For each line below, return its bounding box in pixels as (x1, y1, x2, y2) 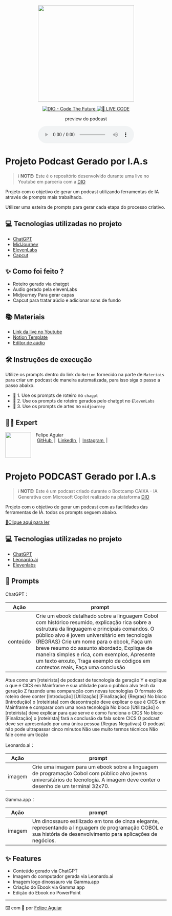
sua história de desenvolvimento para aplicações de (32, 830, 158, 837)
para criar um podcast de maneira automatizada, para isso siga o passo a (5, 377, 160, 383)
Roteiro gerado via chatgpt (12, 281, 69, 287)
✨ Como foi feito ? (5, 267, 64, 276)
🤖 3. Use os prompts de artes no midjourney (12, 404, 105, 410)
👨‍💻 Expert (5, 418, 37, 427)
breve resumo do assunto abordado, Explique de (35, 644, 153, 651)
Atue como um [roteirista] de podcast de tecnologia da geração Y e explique (5, 676, 167, 683)
